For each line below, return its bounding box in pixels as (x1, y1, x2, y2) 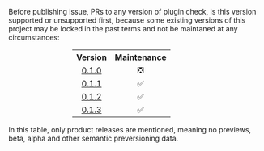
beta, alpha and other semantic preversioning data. (8, 133, 179, 143)
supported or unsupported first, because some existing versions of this (8, 15, 246, 25)
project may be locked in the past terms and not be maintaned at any (8, 24, 238, 33)
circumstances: (8, 32, 60, 42)
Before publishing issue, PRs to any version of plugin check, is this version (8, 7, 257, 16)
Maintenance (114, 52, 167, 63)
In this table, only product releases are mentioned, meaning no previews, (8, 125, 252, 134)
